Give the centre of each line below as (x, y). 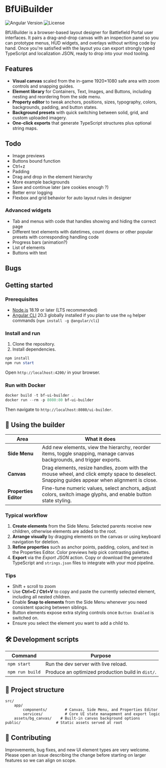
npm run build (24, 672)
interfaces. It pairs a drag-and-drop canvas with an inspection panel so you (82, 38)
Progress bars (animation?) (40, 242)
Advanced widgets (28, 210)
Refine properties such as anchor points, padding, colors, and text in (83, 547)
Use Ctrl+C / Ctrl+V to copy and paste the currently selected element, (84, 591)
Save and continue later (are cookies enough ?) (60, 187)
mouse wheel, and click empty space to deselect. (99, 474)
